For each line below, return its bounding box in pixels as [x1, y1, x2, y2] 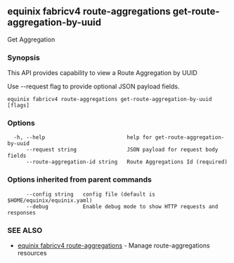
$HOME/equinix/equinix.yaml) [7, 196, 93, 204]
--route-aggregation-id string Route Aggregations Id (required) [25, 159, 228, 166]
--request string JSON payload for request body [25, 147, 219, 154]
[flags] [7, 102, 30, 109]
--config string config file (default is [25, 191, 156, 198]
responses [7, 209, 37, 216]
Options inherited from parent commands [7, 175, 152, 184]
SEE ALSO [7, 225, 43, 235]
